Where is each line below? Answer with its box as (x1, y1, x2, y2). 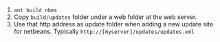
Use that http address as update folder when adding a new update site (13, 20, 214, 28)
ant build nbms (13, 7, 58, 14)
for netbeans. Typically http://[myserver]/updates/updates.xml (13, 27, 195, 35)
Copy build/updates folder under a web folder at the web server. (13, 13, 197, 21)
